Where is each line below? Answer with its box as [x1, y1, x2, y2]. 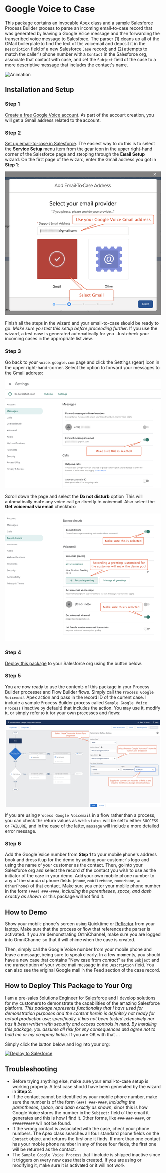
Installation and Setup [5, 85, 74, 94]
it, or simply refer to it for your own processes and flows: [5, 710, 121, 716]
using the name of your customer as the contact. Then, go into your [5, 862, 143, 868]
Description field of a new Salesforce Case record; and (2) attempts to [5, 46, 148, 52]
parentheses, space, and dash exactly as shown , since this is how [12, 1104, 148, 1110]
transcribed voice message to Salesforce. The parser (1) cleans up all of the [5, 36, 160, 42]
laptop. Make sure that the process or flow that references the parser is [5, 926, 151, 932]
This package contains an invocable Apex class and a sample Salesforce [5, 20, 153, 26]
